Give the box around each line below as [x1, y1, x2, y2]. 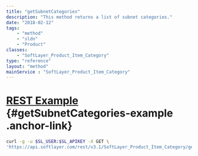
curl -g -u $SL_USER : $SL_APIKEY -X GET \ [6, 139, 110, 145]
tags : [6, 25, 19, 31]
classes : [6, 47, 28, 53]
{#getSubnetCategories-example [6, 107, 173, 120]
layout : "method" [6, 63, 49, 69]
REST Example [6, 94, 78, 108]
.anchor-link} [6, 119, 72, 132]
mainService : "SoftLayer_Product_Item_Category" [6, 69, 131, 75]
